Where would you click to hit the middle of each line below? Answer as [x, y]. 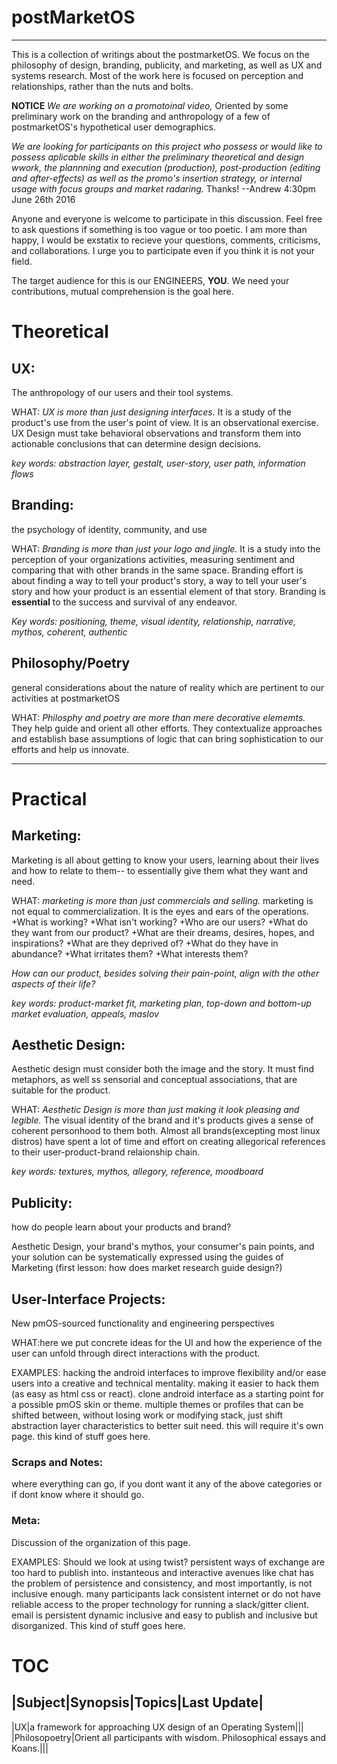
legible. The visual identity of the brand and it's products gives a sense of [162, 1120]
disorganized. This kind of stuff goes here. [98, 1625]
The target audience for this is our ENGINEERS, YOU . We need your [150, 280]
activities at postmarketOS [66, 698]
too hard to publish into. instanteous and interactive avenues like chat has [162, 1572]
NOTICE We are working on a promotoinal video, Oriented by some [150, 105]
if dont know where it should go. [77, 1495]
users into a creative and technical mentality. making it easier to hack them [165, 1383]
